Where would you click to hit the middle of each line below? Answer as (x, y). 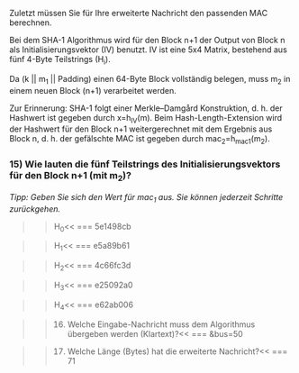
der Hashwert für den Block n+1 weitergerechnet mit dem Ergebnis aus (141, 129)
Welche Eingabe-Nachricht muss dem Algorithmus (161, 324)
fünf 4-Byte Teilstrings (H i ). (60, 60)
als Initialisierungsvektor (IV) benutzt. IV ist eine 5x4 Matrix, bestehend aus (149, 50)
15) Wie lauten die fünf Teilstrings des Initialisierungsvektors (145, 164)
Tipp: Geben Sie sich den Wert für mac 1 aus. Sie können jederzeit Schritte (146, 198)
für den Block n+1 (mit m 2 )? (71, 177)
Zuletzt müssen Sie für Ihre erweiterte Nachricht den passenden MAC (139, 13)
